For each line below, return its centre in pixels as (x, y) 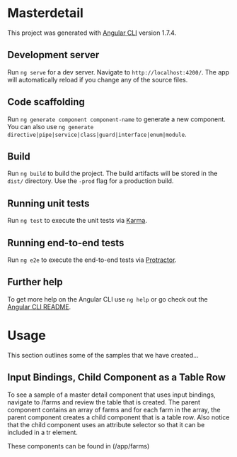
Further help (35, 282)
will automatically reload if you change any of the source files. (98, 79)
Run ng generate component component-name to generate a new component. (117, 119)
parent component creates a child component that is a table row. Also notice (118, 417)
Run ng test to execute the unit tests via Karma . (77, 221)
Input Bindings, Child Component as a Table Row (117, 378)
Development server (53, 55)
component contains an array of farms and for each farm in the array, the (114, 409)
